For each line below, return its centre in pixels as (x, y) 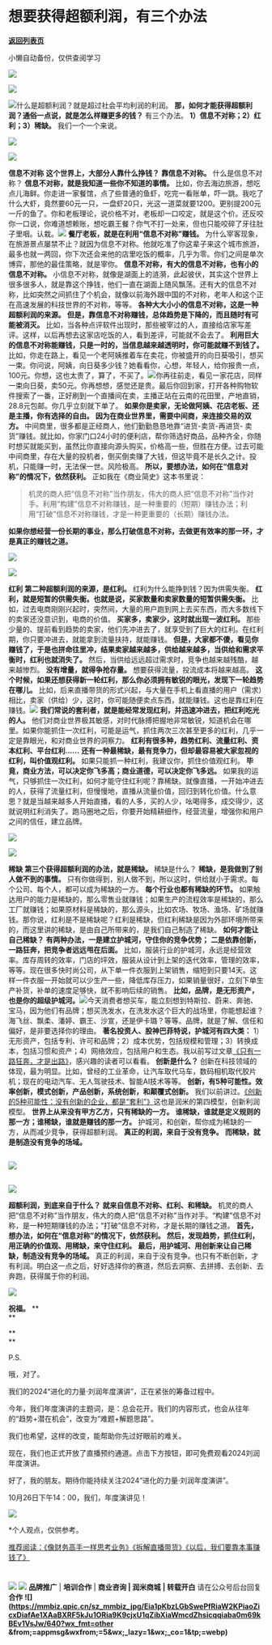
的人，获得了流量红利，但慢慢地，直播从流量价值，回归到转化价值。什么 (129, 791)
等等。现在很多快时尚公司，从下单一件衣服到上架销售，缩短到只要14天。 (129, 970)
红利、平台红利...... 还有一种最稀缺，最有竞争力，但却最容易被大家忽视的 (137, 750)
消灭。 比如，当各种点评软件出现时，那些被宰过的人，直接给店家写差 (137, 324)
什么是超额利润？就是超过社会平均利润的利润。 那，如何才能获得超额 (131, 105)
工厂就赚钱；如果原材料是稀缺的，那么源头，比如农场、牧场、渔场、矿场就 (132, 909)
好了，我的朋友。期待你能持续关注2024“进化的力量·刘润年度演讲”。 (121, 1480)
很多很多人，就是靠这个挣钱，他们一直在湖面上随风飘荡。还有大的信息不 (129, 284)
